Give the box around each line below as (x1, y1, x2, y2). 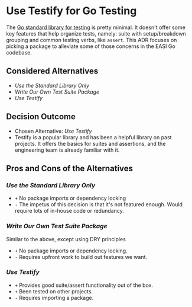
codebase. (6, 49, 32, 56)
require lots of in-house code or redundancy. (14, 207, 124, 215)
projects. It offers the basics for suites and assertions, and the (14, 140, 166, 147)
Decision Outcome (6, 111, 76, 122)
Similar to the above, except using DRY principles (6, 235, 126, 242)
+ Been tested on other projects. (14, 287, 93, 295)
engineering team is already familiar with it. (14, 146, 120, 153)
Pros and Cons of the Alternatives (6, 163, 133, 173)
